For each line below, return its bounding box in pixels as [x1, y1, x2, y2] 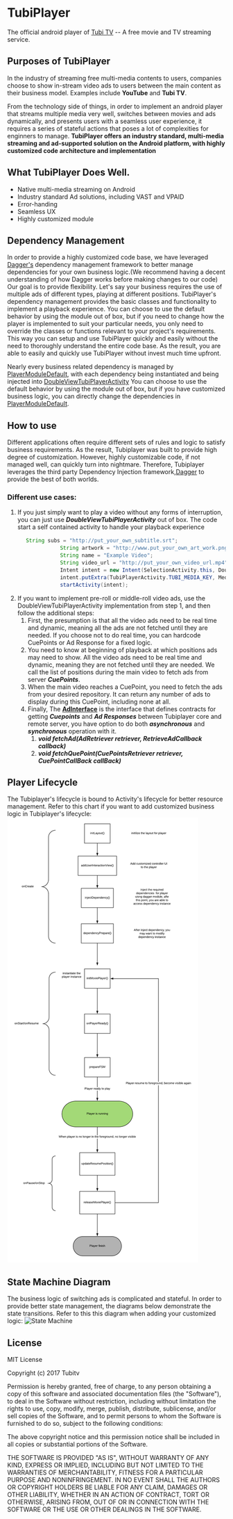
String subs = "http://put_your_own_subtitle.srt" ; [25, 537, 178, 544]
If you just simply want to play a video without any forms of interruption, [17, 508, 223, 517]
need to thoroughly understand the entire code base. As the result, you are [7, 342, 221, 350]
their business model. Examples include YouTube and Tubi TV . [7, 88, 187, 97]
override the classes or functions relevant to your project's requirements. [7, 327, 216, 335]
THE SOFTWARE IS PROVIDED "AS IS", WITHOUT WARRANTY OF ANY [7, 1454, 209, 1462]
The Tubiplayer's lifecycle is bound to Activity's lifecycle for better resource [7, 795, 223, 804]
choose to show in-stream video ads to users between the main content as [7, 81, 221, 90]
